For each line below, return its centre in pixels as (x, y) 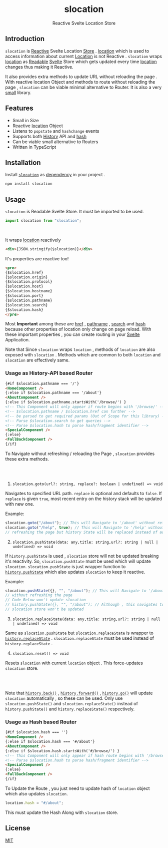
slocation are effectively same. (37, 360)
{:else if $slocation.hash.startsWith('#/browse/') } (62, 751)
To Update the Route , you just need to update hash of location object (77, 788)
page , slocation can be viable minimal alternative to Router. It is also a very (83, 87)
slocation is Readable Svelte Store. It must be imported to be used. (74, 212)
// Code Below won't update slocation (45, 600)
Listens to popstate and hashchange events (56, 131)
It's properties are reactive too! (37, 258)
